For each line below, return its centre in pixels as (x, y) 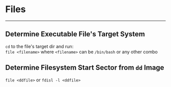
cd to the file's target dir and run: (39, 46)
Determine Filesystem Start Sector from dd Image (85, 68)
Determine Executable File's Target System (75, 34)
